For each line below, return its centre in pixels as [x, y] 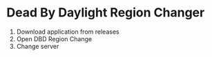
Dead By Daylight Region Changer [106, 13]
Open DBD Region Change [54, 38]
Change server [38, 46]
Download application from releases [68, 32]
